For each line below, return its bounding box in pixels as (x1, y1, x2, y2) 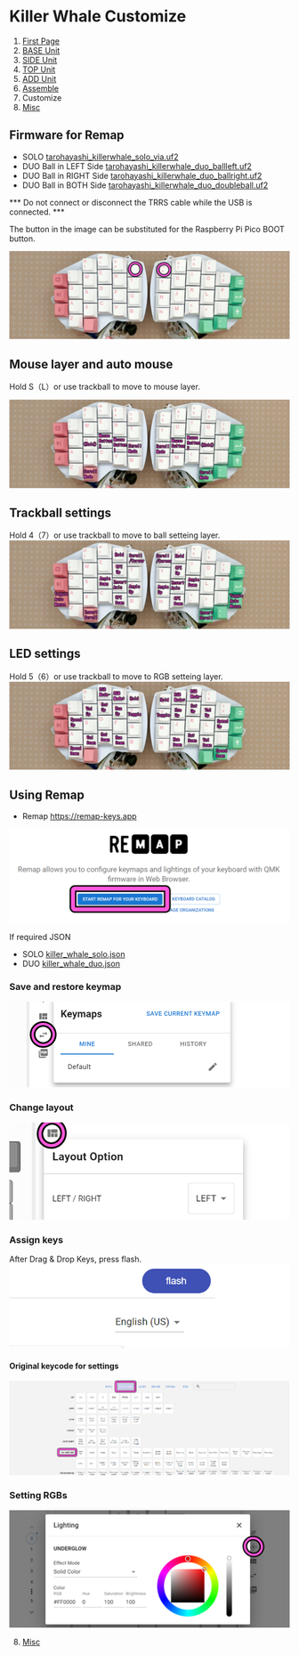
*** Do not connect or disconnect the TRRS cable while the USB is (9, 197, 253, 207)
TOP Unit (21, 64, 56, 75)
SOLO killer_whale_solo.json (21, 949, 125, 960)
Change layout (9, 1101, 74, 1114)
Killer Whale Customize (9, 6, 187, 27)
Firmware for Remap (9, 127, 125, 143)
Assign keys (9, 1233, 64, 1245)
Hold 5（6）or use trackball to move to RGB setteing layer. (9, 670, 224, 682)
